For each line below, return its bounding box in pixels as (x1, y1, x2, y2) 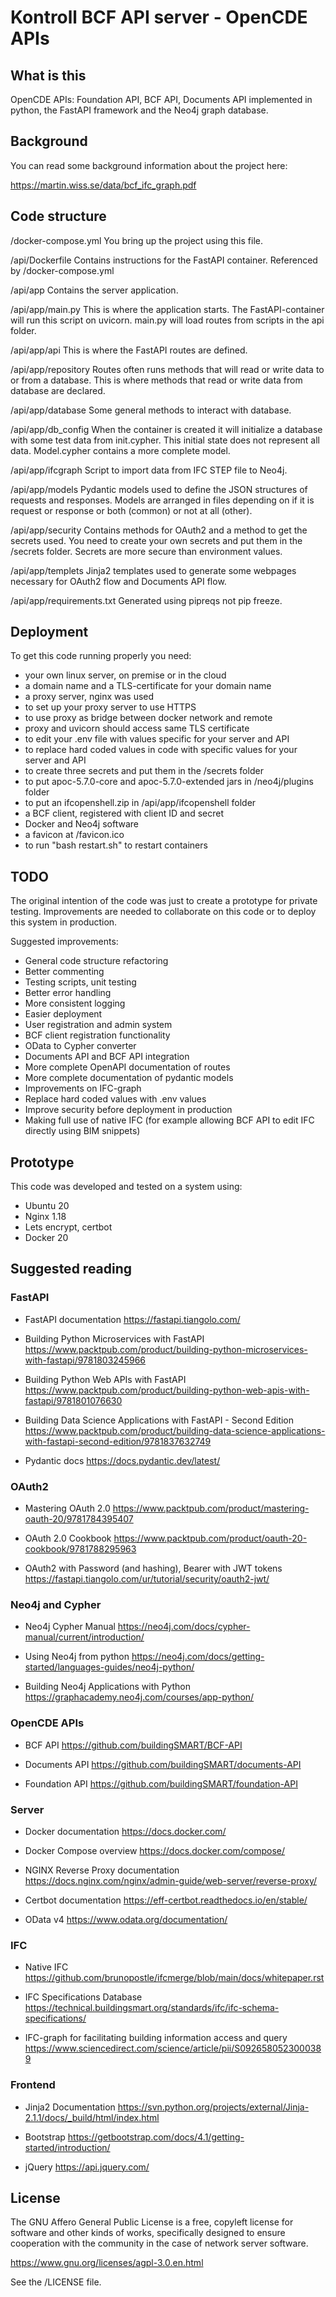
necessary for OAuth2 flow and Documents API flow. (10, 575, 227, 587)
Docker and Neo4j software (24, 818, 139, 830)
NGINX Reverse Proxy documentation (24, 1864, 180, 1876)
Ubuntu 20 (24, 1200, 70, 1212)
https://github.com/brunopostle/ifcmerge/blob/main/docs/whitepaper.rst (24, 1972, 325, 1984)
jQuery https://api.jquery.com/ (24, 2161, 150, 2173)
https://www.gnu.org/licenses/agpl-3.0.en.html (10, 2257, 204, 2269)
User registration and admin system (24, 1019, 173, 1031)
